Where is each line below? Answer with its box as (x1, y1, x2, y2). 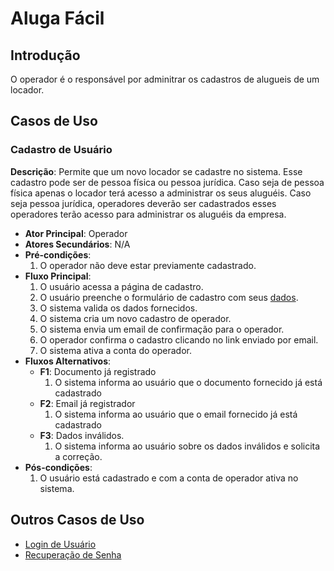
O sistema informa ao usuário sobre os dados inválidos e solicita (54, 440, 321, 452)
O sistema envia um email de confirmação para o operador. (39, 323, 285, 335)
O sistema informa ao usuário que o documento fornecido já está (54, 376, 323, 388)
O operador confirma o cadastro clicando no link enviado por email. (39, 333, 319, 346)
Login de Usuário (24, 538, 97, 550)
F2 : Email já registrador (39, 397, 136, 409)
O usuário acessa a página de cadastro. (39, 280, 204, 292)
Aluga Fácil (10, 7, 105, 30)
